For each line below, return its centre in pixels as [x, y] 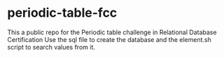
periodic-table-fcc [62, 13]
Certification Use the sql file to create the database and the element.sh [109, 39]
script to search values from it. [51, 47]
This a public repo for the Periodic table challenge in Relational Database [112, 32]
